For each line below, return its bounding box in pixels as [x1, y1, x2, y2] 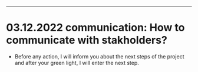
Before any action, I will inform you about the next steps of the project [14, 53, 184, 60]
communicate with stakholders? [6, 34, 168, 47]
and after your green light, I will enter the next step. [14, 59, 140, 66]
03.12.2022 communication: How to [6, 21, 185, 34]
